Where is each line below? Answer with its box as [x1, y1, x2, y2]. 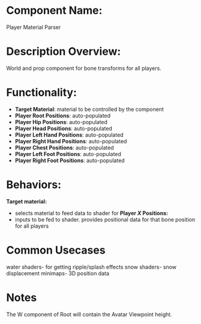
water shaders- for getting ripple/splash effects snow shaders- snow [6, 263, 177, 270]
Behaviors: [6, 178, 62, 192]
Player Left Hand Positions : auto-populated [14, 131, 124, 139]
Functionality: [6, 86, 77, 99]
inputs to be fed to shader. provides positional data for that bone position [14, 216, 196, 223]
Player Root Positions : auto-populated [14, 112, 111, 119]
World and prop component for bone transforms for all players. [6, 64, 162, 72]
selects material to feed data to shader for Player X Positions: [14, 209, 169, 217]
